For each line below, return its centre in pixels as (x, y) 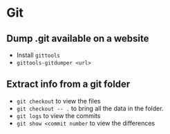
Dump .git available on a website (78, 39)
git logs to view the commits (58, 115)
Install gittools (38, 55)
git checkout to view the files (58, 101)
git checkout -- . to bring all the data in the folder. (90, 108)
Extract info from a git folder (68, 84)
